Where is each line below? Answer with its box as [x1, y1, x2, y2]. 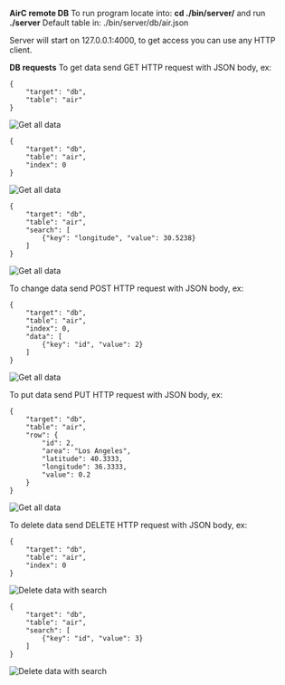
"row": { [25, 430, 59, 439]
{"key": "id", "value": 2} [42, 340, 144, 349]
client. [9, 44, 33, 55]
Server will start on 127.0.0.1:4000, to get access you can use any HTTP [9, 35, 276, 45]
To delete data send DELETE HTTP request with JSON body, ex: [9, 520, 248, 530]
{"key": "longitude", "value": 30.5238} [42, 234, 196, 243]
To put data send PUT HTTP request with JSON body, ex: [9, 390, 223, 400]
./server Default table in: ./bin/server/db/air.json [9, 17, 189, 28]
